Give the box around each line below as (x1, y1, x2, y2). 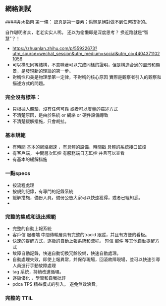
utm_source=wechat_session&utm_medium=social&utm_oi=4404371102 (12, 50, 160, 56)
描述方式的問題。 (12, 80, 48, 86)
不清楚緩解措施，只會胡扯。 (12, 118, 69, 125)
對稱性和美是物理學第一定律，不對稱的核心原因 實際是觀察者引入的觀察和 (12, 74, 162, 80)
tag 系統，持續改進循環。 (12, 269, 64, 274)
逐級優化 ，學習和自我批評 (12, 275, 66, 281)
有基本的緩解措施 (12, 156, 48, 162)
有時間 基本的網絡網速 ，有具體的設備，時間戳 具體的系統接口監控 (12, 144, 147, 150)
